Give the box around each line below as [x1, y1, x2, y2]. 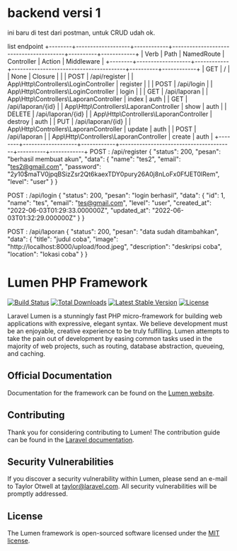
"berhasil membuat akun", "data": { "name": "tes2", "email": [7, 154, 181, 163]
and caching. [7, 349, 46, 358]
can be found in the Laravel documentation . [7, 435, 134, 443]
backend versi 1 [7, 5, 101, 21]
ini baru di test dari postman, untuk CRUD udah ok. [7, 28, 156, 37]
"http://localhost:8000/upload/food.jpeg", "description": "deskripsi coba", [7, 242, 222, 250]
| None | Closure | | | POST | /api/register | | [7, 72, 134, 81]
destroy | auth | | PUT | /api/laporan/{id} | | [7, 117, 131, 125]
